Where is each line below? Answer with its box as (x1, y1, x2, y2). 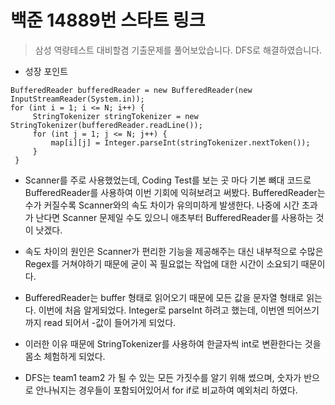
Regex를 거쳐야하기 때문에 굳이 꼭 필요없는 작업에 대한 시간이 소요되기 (24, 257, 299, 270)
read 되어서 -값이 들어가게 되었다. (43, 316, 177, 328)
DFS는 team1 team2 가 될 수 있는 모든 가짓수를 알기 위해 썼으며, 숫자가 (24, 371, 302, 383)
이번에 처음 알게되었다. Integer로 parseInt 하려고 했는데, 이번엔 (38, 304, 285, 316)
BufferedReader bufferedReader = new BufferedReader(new (10, 85, 253, 95)
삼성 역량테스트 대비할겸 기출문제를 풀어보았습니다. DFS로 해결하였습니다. (34, 44, 323, 56)
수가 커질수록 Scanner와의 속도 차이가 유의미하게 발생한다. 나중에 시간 (24, 199, 300, 211)
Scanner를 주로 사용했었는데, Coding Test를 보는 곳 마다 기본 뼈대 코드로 (24, 174, 312, 186)
